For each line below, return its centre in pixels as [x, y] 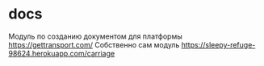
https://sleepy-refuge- [218, 44]
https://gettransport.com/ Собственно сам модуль [94, 44]
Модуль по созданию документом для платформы [96, 36]
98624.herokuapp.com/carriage [62, 53]
